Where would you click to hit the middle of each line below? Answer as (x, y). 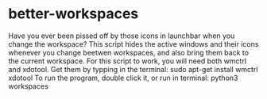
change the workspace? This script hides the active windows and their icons (133, 44)
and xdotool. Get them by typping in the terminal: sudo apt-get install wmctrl (133, 69)
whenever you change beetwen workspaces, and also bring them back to (128, 52)
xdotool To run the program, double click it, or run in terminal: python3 (123, 78)
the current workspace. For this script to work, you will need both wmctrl (128, 61)
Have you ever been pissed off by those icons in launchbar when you (122, 36)
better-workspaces (74, 14)
